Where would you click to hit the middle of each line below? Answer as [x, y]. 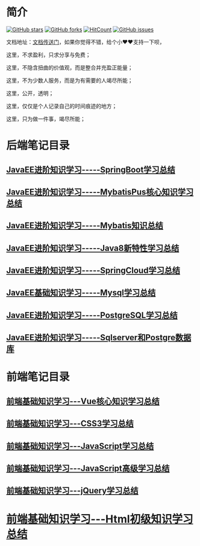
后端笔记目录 [38, 146]
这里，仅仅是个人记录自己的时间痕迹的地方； [62, 106]
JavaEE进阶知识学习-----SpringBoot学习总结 [91, 170]
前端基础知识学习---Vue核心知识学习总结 [83, 401]
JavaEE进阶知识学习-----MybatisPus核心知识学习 [100, 192]
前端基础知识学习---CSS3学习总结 [70, 424]
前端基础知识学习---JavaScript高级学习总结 [88, 468]
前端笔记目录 [38, 377]
